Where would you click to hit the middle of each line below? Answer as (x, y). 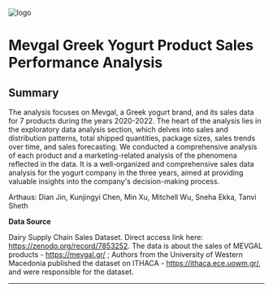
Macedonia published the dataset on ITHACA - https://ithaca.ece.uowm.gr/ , (135, 263)
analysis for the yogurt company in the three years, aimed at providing (126, 172)
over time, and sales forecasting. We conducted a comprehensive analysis (133, 147)
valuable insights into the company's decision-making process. (114, 181)
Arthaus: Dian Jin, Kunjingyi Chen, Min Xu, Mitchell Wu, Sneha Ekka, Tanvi (132, 197)
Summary (34, 92)
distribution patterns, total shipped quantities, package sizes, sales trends (132, 138)
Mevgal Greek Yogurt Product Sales (131, 46)
